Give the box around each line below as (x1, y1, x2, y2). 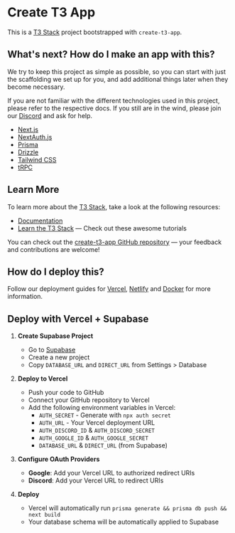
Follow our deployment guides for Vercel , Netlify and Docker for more (7, 285, 211, 293)
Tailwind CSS (17, 155, 57, 164)
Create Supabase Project (17, 332, 94, 340)
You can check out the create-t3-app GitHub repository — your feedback (7, 238, 222, 246)
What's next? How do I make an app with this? (7, 48, 215, 60)
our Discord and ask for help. (7, 111, 93, 120)
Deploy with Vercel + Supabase (7, 312, 149, 324)
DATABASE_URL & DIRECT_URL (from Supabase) (38, 441, 168, 450)
